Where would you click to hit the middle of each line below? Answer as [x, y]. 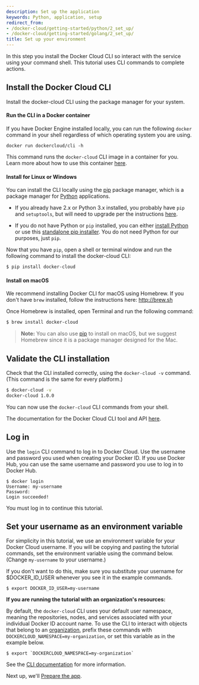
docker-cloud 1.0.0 [30, 396]
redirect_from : [25, 23]
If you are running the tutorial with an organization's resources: [86, 599]
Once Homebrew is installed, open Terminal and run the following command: [100, 311]
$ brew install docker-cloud [42, 322]
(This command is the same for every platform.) [64, 379]
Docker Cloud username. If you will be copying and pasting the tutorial [93, 547]
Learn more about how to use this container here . [67, 163]
